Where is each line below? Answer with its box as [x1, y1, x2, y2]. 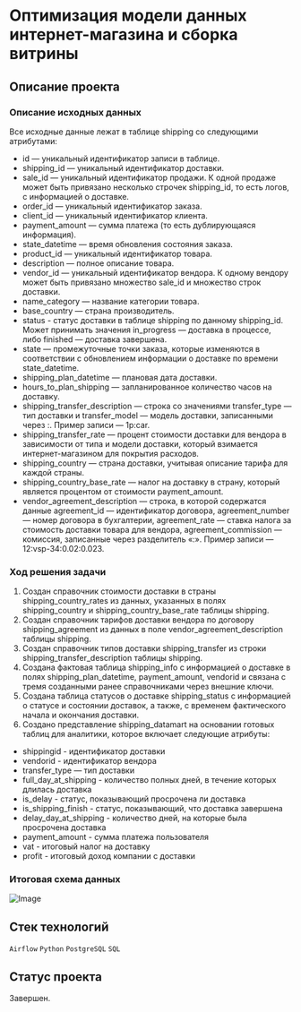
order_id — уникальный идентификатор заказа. [21, 201, 203, 211]
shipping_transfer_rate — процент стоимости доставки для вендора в [21, 429, 287, 440]
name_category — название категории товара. [21, 296, 200, 306]
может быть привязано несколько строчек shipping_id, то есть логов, [21, 181, 289, 193]
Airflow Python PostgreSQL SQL [9, 945, 121, 954]
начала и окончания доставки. [21, 709, 140, 721]
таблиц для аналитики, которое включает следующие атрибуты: [21, 729, 271, 740]
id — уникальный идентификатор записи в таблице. [21, 153, 220, 164]
